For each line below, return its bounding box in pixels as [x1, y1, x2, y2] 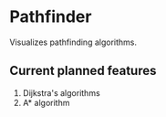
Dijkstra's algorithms [22, 87, 100, 98]
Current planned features [9, 63, 157, 79]
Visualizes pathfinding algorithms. [9, 37, 137, 48]
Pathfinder [9, 6, 92, 27]
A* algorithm [22, 97, 70, 108]
